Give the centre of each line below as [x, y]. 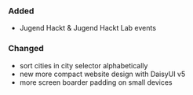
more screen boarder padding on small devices [96, 82]
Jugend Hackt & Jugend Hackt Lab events [88, 28]
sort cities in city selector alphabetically [84, 65]
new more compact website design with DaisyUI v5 [102, 74]
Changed [26, 49]
